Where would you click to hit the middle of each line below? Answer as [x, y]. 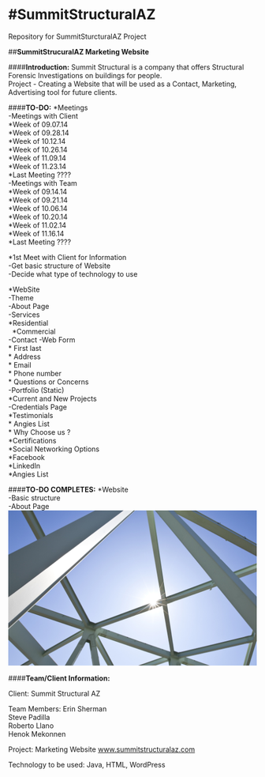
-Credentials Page [37, 407]
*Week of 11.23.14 [37, 166]
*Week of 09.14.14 [38, 191]
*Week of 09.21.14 [38, 200]
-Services [24, 315]
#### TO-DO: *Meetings [48, 107]
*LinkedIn [24, 466]
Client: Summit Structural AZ [54, 694]
